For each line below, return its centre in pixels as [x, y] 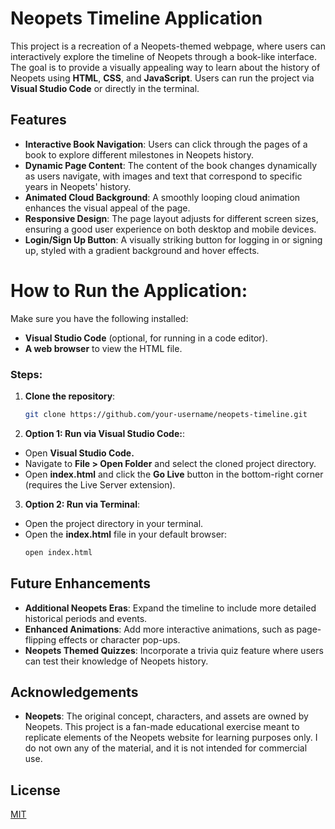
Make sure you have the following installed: [99, 318]
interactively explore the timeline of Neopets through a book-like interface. [164, 56]
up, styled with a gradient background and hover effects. [142, 250]
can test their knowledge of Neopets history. [116, 661]
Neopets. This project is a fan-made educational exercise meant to [162, 727]
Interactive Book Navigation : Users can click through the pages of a [166, 144]
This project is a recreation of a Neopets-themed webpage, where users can [168, 46]
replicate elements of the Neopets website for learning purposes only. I [171, 738]
